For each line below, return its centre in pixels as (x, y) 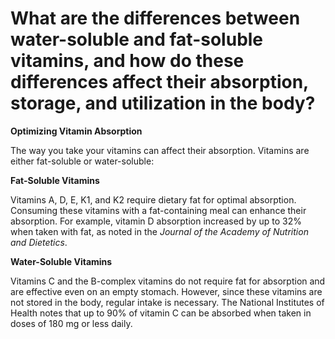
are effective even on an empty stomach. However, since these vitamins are (166, 291)
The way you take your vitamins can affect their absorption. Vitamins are (160, 150)
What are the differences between (155, 18)
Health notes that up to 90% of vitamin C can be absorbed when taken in (161, 313)
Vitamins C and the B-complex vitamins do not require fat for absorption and (168, 281)
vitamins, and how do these (127, 61)
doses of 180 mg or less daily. (71, 323)
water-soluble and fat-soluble (137, 39)
